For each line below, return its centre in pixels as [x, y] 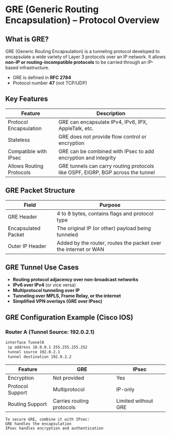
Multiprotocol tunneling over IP [46, 290]
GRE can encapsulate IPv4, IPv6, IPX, [103, 122]
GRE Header [22, 216]
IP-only [125, 389]
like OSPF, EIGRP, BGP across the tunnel [107, 172]
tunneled [67, 234]
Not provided [68, 378]
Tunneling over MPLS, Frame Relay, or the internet [67, 296]
